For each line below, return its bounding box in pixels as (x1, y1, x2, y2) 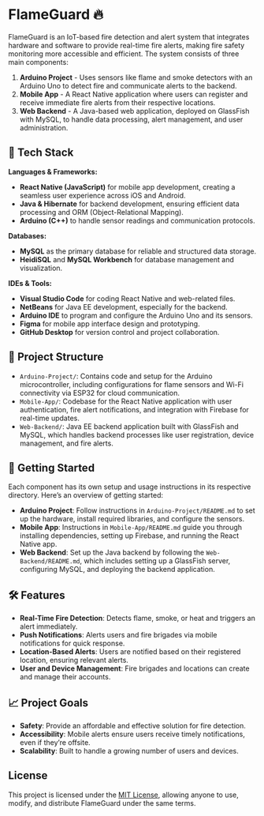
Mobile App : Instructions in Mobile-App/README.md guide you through (19, 523, 243, 532)
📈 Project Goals (8, 696, 89, 709)
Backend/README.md (19, 558, 80, 566)
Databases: (8, 231, 47, 240)
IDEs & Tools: (8, 278, 53, 288)
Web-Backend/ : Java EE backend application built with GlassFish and (19, 421, 239, 431)
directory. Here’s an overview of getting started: (8, 491, 164, 500)
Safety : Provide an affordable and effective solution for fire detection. (19, 721, 247, 730)
